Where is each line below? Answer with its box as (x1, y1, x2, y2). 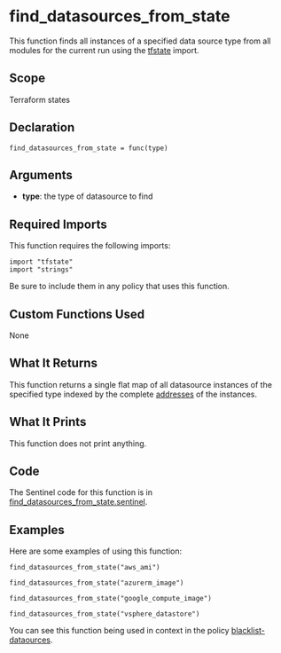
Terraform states (9, 94, 71, 105)
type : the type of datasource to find (21, 191, 153, 201)
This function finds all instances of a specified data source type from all (9, 35, 271, 46)
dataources (9, 634, 51, 645)
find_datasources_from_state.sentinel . (9, 497, 148, 507)
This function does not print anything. (9, 437, 147, 449)
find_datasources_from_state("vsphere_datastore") (9, 610, 200, 618)
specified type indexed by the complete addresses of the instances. (9, 389, 257, 399)
